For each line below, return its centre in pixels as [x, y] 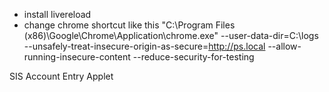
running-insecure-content [77, 57]
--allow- [284, 46]
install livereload [57, 14]
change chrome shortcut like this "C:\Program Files [129, 25]
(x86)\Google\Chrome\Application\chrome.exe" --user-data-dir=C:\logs [171, 35]
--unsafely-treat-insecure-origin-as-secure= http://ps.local [144, 46]
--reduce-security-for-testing [193, 57]
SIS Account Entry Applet [61, 76]
